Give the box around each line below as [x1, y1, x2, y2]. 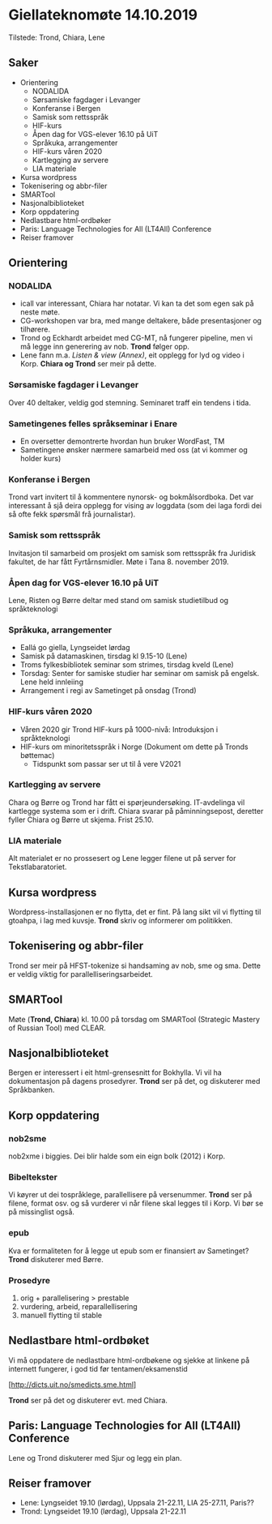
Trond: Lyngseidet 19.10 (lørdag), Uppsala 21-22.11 [19, 1506, 186, 1517]
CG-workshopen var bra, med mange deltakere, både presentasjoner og [19, 316, 261, 326]
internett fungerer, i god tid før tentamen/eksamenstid [8, 1363, 188, 1373]
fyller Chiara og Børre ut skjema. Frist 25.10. [8, 815, 154, 824]
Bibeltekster [8, 1171, 58, 1183]
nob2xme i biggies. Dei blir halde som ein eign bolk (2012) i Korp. [8, 1151, 226, 1161]
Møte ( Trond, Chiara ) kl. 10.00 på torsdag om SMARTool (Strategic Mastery [8, 1014, 261, 1024]
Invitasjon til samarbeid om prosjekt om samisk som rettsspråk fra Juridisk [8, 548, 257, 558]
